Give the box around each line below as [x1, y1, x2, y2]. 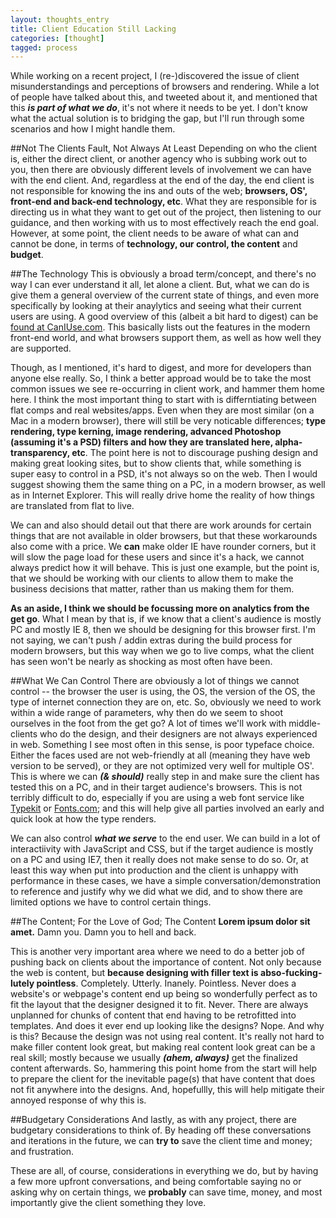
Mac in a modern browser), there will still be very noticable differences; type [10, 415, 327, 427]
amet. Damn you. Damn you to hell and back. [10, 926, 197, 938]
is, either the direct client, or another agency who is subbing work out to [10, 153, 308, 165]
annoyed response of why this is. [10, 1094, 147, 1106]
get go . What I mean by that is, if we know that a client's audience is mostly [10, 613, 322, 625]
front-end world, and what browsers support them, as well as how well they [10, 332, 322, 344]
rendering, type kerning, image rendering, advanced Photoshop [10, 426, 282, 438]
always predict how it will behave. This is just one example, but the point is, [10, 562, 320, 574]
